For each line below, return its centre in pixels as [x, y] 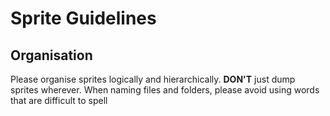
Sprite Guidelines [83, 18]
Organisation [51, 55]
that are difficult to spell [59, 100]
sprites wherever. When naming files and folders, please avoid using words [165, 90]
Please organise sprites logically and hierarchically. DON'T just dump [153, 79]
